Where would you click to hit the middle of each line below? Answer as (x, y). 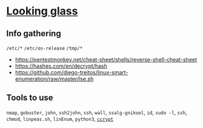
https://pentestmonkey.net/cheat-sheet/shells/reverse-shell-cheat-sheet (106, 59)
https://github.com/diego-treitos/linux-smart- (72, 72)
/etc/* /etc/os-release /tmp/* (45, 48)
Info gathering (34, 34)
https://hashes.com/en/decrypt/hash (61, 66)
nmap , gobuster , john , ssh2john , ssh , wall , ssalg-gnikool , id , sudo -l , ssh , (97, 112)
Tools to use (30, 98)
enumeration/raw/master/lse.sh (54, 79)
